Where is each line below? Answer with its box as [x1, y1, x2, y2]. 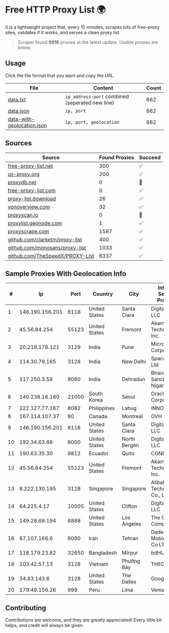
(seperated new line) [65, 99, 115, 106]
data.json [8, 107, 30, 114]
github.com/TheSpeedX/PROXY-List [8, 252, 95, 259]
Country [93, 290, 113, 297]
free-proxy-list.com [8, 187, 56, 194]
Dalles [121, 578, 137, 585]
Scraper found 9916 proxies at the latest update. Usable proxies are [17, 39, 158, 45]
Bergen [121, 442, 139, 449]
